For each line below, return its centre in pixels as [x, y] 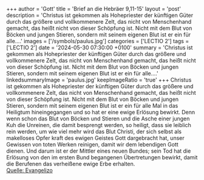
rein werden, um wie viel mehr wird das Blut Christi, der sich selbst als [94, 131]
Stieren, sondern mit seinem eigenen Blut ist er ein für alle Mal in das [92, 106]
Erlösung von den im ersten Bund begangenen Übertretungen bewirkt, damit [102, 157]
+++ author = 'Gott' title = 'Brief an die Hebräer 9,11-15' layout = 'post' [93, 9]
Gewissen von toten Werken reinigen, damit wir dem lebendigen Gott [92, 144]
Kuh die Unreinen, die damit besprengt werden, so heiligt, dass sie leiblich [99, 125]
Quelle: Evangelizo [29, 170]
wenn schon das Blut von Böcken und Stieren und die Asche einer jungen [98, 119]
